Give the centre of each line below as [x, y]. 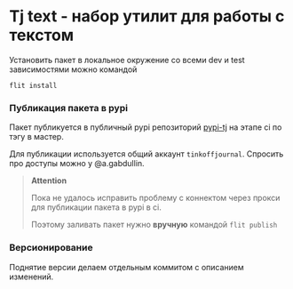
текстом [41, 35]
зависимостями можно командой [73, 69]
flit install [33, 85]
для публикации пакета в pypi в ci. [96, 207]
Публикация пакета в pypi [69, 108]
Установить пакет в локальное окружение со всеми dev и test [127, 60]
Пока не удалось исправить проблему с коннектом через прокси [155, 198]
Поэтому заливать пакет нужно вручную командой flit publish [154, 225]
